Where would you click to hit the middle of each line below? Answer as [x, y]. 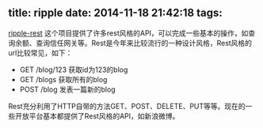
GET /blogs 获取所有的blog [63, 79]
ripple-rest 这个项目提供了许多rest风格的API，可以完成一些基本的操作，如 [128, 33]
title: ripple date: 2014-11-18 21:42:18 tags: [116, 13]
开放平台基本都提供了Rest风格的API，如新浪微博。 [97, 116]
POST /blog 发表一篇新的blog [68, 89]
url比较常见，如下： [40, 53]
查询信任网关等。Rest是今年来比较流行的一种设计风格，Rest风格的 [143, 43]
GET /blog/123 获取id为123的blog [74, 70]
